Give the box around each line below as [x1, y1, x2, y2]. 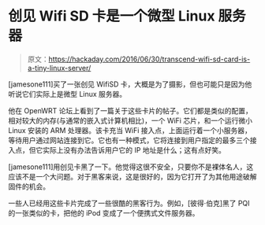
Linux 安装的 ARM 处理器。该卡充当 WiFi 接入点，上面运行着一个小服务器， [8, 125, 252, 135]
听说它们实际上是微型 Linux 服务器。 [8, 89, 127, 98]
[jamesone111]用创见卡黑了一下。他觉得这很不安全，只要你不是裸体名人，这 [8, 162, 254, 172]
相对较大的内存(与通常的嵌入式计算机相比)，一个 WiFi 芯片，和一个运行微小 [8, 116, 252, 125]
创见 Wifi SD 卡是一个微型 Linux [8, 7, 215, 25]
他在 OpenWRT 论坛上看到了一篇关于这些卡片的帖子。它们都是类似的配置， [8, 105, 252, 115]
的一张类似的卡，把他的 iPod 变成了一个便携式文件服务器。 [8, 208, 200, 217]
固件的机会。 [8, 182, 50, 191]
